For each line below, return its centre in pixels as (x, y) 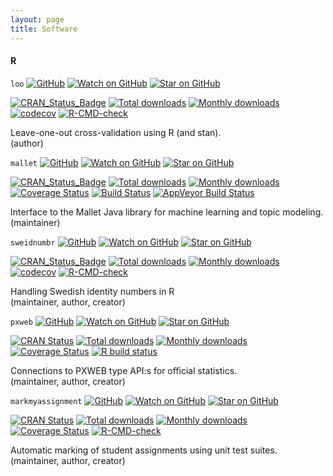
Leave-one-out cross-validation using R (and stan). (116, 132)
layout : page (37, 19)
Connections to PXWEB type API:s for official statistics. (124, 370)
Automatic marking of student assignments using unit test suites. (144, 450)
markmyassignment (46, 401)
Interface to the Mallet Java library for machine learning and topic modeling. (167, 212)
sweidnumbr (33, 242)
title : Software (44, 29)
